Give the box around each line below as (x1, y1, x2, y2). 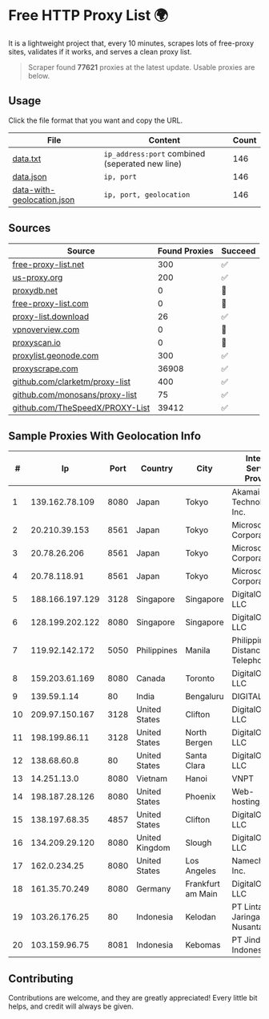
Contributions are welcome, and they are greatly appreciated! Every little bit (8, 993, 258, 1003)
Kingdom (135, 843, 171, 854)
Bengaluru (185, 691, 224, 702)
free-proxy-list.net (12, 258, 85, 269)
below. (27, 71, 50, 80)
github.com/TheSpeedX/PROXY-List (12, 402, 151, 413)
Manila (185, 645, 211, 656)
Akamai (231, 487, 260, 498)
